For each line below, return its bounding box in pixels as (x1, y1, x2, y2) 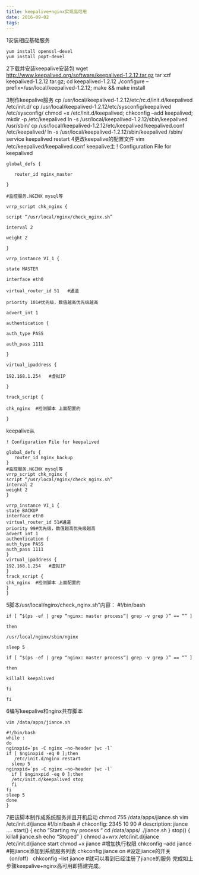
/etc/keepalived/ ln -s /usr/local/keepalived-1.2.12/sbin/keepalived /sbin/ (6, 128, 183, 135)
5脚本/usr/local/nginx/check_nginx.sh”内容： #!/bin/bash (6, 601, 146, 609)
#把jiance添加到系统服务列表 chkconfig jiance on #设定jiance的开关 (6, 848, 171, 855)
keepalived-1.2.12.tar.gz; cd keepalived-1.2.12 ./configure (6, 78, 145, 85)
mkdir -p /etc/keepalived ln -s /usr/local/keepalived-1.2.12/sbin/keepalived (6, 116, 188, 123)
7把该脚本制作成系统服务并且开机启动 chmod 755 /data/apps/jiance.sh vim (6, 814, 189, 821)
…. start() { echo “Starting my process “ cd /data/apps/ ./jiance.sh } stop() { (6, 827, 191, 834)
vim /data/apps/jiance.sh (6, 719, 70, 725)
